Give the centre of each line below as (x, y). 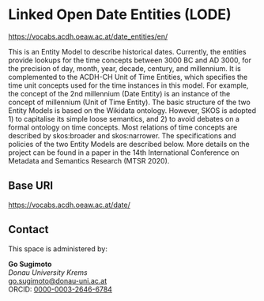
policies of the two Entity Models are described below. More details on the (129, 144)
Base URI (31, 186)
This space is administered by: (58, 248)
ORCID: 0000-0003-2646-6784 (60, 289)
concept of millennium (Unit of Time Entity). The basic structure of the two (129, 102)
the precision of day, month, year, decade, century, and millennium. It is (124, 68)
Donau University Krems (48, 272)
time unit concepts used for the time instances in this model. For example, (128, 85)
